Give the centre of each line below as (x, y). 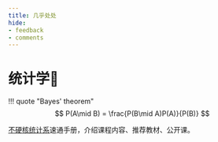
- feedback (26, 30)
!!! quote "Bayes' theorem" (51, 101)
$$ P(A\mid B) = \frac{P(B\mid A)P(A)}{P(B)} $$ (132, 114)
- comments (26, 37)
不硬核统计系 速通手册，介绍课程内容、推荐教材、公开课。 (101, 130)
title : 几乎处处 (32, 15)
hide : (17, 23)
